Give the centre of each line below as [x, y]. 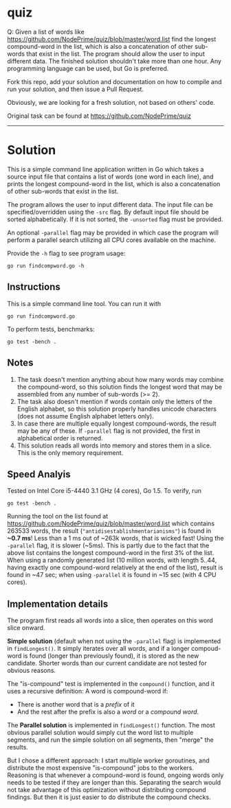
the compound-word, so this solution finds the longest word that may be [119, 387]
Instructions [34, 287]
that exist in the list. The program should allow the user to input [115, 54]
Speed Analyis [39, 474]
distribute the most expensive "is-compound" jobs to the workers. [101, 768]
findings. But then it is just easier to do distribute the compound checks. [109, 797]
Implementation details [58, 604]
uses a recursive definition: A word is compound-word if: [88, 691]
